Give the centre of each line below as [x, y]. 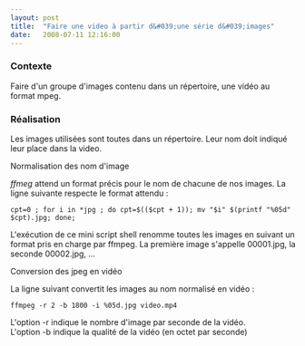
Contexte [31, 66]
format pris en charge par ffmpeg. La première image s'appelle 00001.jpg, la [153, 244]
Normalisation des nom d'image [70, 166]
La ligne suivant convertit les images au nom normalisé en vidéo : [133, 288]
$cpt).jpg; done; [43, 217]
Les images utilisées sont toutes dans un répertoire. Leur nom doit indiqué [149, 139]
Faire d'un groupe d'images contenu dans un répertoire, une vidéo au [140, 86]
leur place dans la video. [56, 148]
